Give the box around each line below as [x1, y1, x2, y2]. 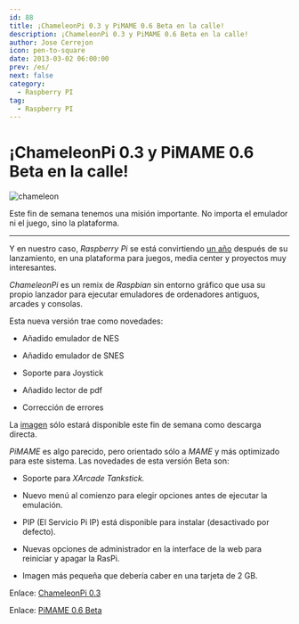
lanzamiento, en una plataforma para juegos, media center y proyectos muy [9, 253, 287, 264]
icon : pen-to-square [9, 46, 86, 55]
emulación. [21, 500, 63, 511]
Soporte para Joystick [21, 367, 104, 379]
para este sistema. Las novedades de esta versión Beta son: [9, 456, 230, 466]
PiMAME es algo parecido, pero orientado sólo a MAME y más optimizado [9, 447, 280, 457]
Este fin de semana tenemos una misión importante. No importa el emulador [9, 209, 288, 219]
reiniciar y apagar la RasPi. [21, 554, 120, 564]
